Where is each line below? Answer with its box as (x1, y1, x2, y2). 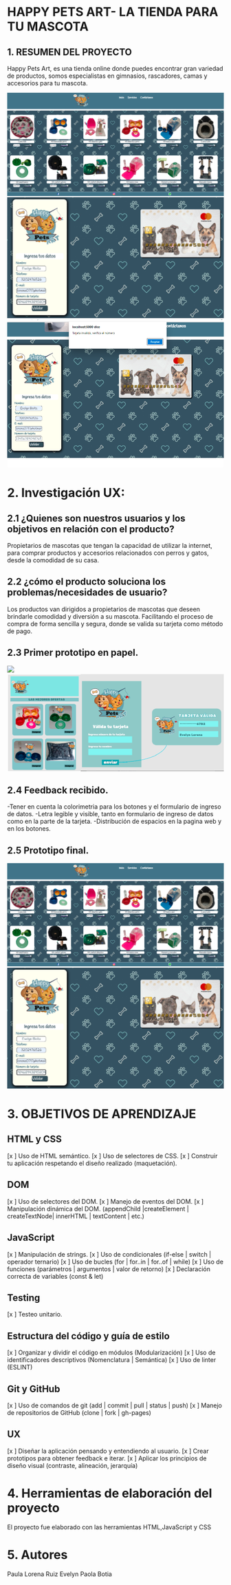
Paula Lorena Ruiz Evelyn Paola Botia (7, 1570, 112, 1578)
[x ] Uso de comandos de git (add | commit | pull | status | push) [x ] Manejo (7, 1401, 222, 1410)
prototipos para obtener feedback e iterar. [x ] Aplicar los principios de (7, 1454, 207, 1462)
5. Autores (7, 1546, 68, 1562)
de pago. (7, 627, 33, 635)
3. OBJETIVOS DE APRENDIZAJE (7, 1106, 197, 1122)
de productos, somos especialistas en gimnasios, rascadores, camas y (7, 72, 208, 80)
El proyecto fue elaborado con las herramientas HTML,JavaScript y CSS (7, 1522, 212, 1531)
